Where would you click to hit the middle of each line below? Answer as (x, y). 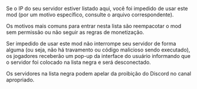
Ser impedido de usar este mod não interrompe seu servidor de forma (91, 44)
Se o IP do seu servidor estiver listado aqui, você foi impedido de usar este (97, 8)
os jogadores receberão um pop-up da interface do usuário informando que (98, 56)
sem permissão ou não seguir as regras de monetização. (75, 32)
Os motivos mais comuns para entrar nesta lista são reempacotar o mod (94, 26)
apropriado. (20, 80)
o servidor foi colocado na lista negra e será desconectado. (79, 62)
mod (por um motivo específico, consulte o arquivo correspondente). (90, 15)
